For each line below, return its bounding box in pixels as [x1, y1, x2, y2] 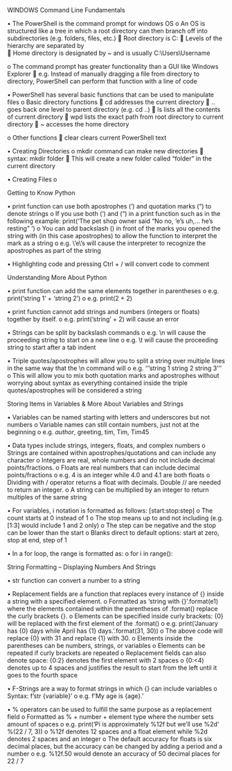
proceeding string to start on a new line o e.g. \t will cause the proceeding [7, 336, 218, 344]
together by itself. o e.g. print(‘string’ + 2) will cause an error [7, 315, 179, 323]
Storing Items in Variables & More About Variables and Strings [7, 399, 184, 408]
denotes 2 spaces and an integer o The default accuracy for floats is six [7, 735, 213, 743]
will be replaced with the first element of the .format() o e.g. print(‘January [7, 620, 218, 627]
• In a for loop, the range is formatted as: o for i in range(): [7, 549, 173, 558]
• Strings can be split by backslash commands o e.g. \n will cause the [7, 329, 206, 336]
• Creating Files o [7, 175, 57, 183]
